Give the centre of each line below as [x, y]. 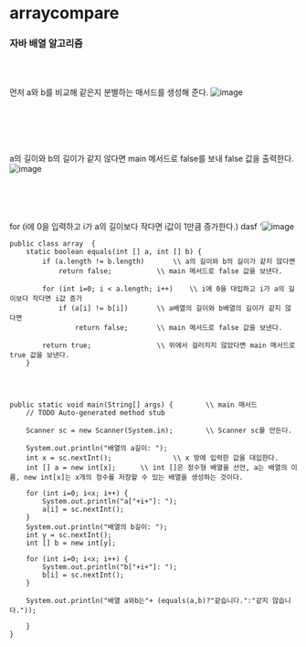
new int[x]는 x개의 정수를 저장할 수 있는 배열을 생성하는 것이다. [134, 478]
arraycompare [64, 13]
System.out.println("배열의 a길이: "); [97, 449]
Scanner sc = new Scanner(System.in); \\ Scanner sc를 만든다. [159, 431]
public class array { [53, 244]
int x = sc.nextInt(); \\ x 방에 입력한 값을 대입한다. [153, 458]
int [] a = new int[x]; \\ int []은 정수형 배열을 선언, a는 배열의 [157, 468]
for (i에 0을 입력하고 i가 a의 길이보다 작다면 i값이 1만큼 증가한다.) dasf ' [136, 227]
